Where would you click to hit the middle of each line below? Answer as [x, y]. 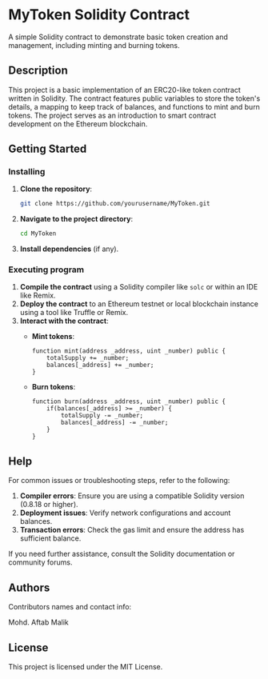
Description [38, 71]
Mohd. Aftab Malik [39, 622]
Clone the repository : [56, 189]
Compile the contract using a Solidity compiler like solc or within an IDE [139, 287]
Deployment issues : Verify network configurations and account [125, 513]
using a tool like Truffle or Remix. [74, 313]
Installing [27, 172]
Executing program [46, 270]
